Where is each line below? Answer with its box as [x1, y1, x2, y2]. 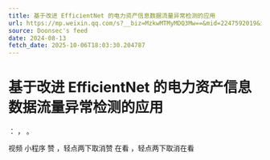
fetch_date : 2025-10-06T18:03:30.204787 [8, 42, 146, 50]
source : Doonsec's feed [8, 26, 88, 34]
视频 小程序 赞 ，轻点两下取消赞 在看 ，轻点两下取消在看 [8, 143, 194, 153]
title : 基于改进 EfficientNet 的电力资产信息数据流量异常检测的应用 [8, 11, 215, 20]
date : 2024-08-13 [8, 34, 67, 42]
